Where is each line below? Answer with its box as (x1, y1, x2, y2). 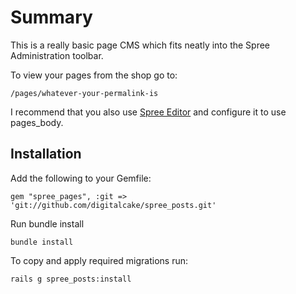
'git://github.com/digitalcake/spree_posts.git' (10, 200, 217, 210)
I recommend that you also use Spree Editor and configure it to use (10, 106, 287, 118)
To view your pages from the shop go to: (10, 69, 178, 81)
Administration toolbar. (10, 49, 104, 61)
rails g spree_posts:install (10, 274, 132, 284)
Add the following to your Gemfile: (10, 172, 152, 184)
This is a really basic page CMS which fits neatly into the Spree (10, 39, 271, 51)
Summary (10, 6, 93, 29)
